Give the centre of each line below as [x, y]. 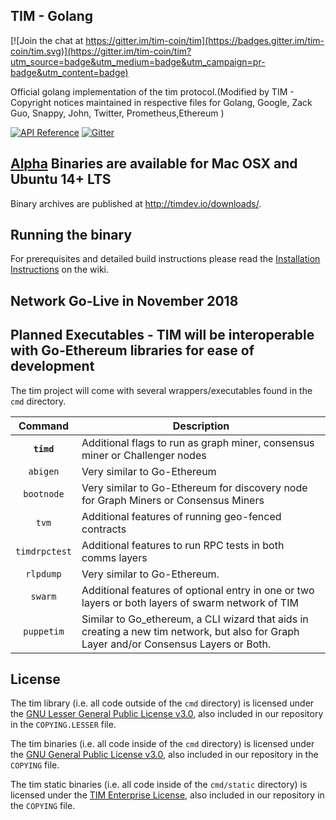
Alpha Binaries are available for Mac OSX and [154, 164]
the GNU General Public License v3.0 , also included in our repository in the [164, 755]
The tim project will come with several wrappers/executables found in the [161, 390]
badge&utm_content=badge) [69, 72]
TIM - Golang [52, 16]
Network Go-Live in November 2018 [124, 300]
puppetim [44, 631]
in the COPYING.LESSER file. [63, 725]
